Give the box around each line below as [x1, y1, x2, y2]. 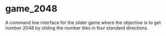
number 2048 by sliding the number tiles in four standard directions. [5, 24, 149, 30]
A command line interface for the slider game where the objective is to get [5, 19, 161, 25]
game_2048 [5, 3, 58, 14]
